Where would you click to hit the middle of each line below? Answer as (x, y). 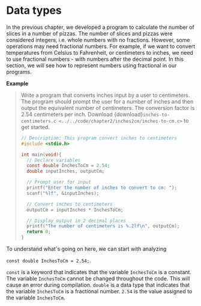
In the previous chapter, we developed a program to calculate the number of (100, 27)
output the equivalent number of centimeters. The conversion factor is (108, 108)
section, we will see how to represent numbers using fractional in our (91, 65)
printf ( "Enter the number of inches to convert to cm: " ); (102, 188)
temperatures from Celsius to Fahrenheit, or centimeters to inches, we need (100, 52)
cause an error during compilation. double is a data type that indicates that (98, 285)
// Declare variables (54, 160)
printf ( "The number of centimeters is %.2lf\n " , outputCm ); (103, 226)
